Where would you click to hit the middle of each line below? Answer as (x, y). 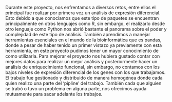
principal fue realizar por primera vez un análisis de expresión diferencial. (83, 13)
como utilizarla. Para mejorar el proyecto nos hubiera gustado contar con (83, 56)
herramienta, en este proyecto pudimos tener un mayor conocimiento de (82, 51)
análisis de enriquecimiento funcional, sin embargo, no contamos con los (83, 67)
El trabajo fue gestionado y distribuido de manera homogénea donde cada (84, 78)
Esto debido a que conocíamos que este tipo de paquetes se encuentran (82, 18)
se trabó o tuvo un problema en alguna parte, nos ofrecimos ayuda (76, 88)
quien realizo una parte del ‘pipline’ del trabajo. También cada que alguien (83, 83)
